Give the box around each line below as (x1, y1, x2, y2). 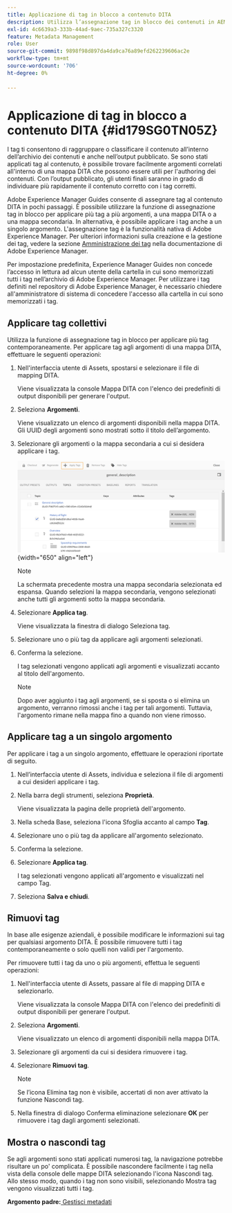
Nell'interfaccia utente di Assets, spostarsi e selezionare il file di (17, 364, 200, 372)
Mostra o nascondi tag (7, 1136, 106, 1148)
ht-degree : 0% (7, 69, 48, 76)
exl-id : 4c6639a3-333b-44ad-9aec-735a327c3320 (7, 26, 144, 33)
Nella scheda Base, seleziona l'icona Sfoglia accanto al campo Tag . (17, 817, 209, 826)
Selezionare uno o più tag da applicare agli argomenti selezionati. (17, 635, 203, 644)
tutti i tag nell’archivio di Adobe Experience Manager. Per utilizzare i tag (7, 275, 211, 283)
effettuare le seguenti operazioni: (7, 351, 101, 359)
